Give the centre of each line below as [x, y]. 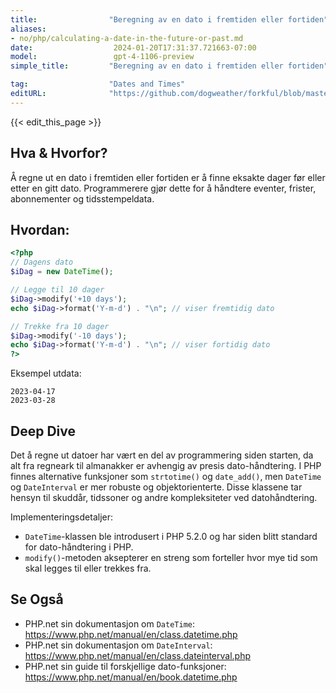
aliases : [28, 29]
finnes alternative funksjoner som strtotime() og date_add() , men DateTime [166, 476]
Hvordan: [40, 229]
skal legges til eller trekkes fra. [88, 568]
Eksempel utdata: [46, 373]
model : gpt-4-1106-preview [102, 57]
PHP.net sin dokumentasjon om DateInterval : [118, 645]
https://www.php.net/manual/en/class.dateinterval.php [138, 655]
